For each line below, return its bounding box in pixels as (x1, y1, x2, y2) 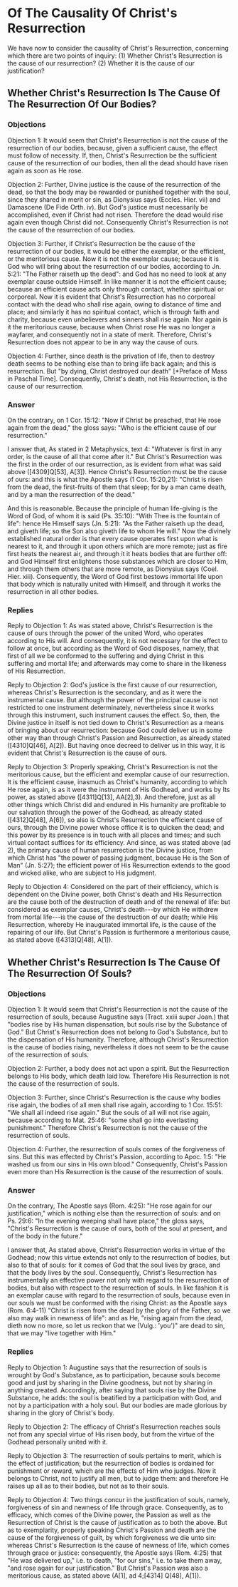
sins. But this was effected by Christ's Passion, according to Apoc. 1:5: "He (7, 1152, 227, 1161)
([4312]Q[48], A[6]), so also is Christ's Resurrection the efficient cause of (7, 816, 222, 824)
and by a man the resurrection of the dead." (7, 490, 136, 498)
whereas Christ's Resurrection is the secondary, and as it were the (7, 688, 202, 697)
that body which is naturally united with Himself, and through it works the (7, 580, 222, 588)
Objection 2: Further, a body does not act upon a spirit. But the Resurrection (7, 1064, 229, 1072)
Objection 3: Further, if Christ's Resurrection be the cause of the (7, 239, 195, 247)
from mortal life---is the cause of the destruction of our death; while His (7, 913, 218, 921)
